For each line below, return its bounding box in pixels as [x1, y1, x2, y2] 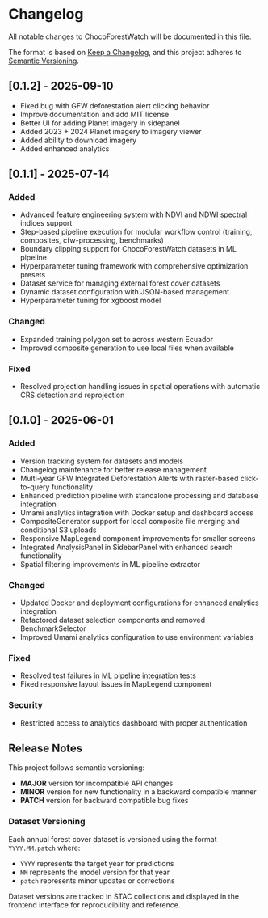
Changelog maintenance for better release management [19, 464, 207, 474]
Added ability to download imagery [19, 135, 137, 145]
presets [19, 270, 46, 280]
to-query [19, 482, 50, 492]
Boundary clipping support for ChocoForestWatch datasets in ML [19, 244, 237, 254]
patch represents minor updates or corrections [19, 875, 175, 886]
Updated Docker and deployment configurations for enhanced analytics [19, 598, 260, 607]
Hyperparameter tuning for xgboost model [19, 296, 161, 306]
